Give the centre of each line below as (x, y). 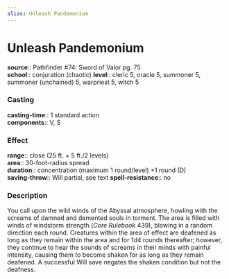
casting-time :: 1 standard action (53, 115)
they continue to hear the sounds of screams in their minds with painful (109, 248)
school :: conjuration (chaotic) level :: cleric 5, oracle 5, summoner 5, (104, 74)
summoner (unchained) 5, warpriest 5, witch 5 (73, 82)
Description (27, 196)
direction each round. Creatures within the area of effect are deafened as (112, 232)
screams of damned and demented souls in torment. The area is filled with (113, 218)
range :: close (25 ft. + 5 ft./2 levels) (58, 155)
